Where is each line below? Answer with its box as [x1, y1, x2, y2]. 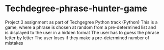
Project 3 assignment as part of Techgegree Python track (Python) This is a [5, 19, 158, 25]
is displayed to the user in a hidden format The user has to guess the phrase [5, 29, 160, 35]
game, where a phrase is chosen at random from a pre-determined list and [5, 24, 156, 30]
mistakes [5, 40, 24, 46]
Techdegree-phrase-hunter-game [5, 3, 147, 14]
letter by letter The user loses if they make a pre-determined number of [5, 35, 150, 41]
